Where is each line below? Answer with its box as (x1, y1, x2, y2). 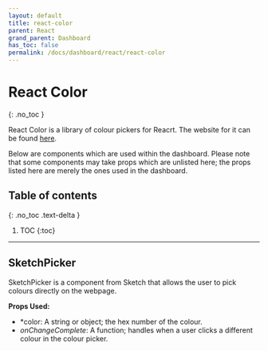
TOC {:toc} (19, 225, 56, 235)
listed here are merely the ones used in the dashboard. (8, 165, 188, 175)
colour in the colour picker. (19, 333, 108, 343)
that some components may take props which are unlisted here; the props (8, 157, 251, 167)
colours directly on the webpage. (8, 286, 117, 295)
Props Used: (8, 301, 50, 311)
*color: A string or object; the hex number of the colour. (19, 317, 203, 326)
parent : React (8, 26, 56, 34)
